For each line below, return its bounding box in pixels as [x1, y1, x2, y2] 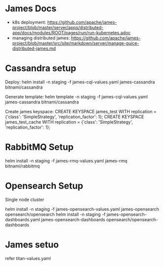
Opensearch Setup [5, 180, 83, 191]
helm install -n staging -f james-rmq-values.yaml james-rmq [5, 158, 128, 164]
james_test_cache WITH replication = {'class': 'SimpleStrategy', [5, 119, 133, 125]
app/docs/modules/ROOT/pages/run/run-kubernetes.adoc [12, 30, 131, 35]
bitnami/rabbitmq [5, 163, 40, 169]
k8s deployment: [12, 19, 47, 25]
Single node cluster [5, 197, 44, 202]
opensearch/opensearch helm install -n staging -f [5, 211, 106, 217]
